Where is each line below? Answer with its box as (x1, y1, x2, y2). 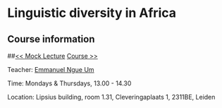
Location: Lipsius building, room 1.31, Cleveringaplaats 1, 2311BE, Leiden (7, 93, 216, 101)
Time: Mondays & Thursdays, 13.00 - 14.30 (7, 79, 132, 88)
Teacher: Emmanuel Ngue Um (7, 66, 94, 73)
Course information (7, 33, 95, 45)
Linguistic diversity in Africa (7, 5, 176, 21)
